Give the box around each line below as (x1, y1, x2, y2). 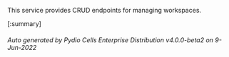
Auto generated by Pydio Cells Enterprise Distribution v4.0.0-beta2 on (7, 35, 214, 44)
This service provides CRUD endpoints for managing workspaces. (7, 6, 202, 14)
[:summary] (7, 20, 41, 27)
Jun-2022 (7, 43, 37, 51)
